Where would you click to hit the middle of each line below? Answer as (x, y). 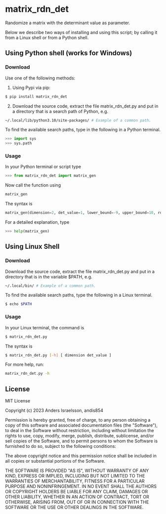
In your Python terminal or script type (43, 167)
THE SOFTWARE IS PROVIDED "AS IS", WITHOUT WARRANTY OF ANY (77, 471)
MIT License (18, 401)
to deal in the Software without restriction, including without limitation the (80, 431)
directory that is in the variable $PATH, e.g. (49, 277)
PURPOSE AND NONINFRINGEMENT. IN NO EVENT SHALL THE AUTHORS (81, 486)
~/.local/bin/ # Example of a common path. (51, 286)
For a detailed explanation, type (37, 222)
